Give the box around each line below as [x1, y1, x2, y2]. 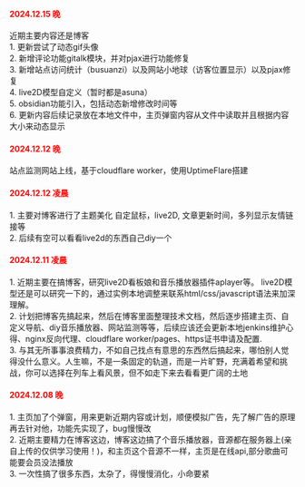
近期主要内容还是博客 [9, 30, 89, 41]
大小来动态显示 [9, 121, 65, 131]
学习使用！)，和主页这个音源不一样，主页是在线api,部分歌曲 [56, 445, 280, 457]
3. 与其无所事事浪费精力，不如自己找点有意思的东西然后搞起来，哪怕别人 [9, 345, 281, 356]
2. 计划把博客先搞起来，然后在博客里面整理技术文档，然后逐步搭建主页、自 [9, 310, 290, 321]
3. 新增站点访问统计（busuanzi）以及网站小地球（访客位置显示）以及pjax [9, 64, 283, 75]
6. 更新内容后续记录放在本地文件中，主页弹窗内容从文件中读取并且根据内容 [9, 110, 290, 121]
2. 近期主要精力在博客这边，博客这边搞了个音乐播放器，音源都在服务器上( [9, 434, 284, 445]
